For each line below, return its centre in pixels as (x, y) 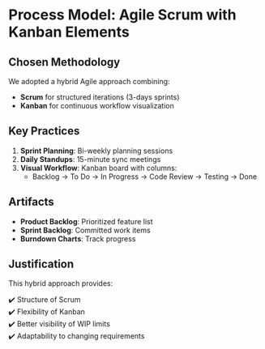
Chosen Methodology (64, 62)
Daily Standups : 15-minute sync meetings (90, 159)
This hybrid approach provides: (61, 283)
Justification (41, 264)
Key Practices (44, 131)
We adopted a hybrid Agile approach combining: (89, 81)
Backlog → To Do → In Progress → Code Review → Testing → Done (145, 177)
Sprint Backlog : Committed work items (85, 230)
